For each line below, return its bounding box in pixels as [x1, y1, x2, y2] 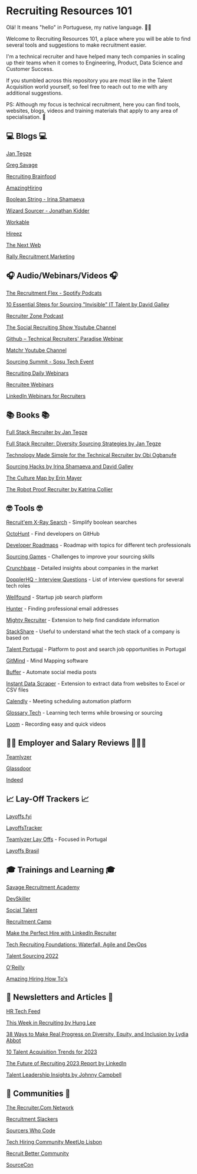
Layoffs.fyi [6, 813, 32, 820]
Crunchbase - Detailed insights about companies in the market [6, 565, 159, 572]
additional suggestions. [6, 89, 63, 96]
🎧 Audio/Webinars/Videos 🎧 [6, 270, 118, 281]
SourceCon [6, 1162, 34, 1169]
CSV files [6, 686, 29, 693]
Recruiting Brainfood [6, 172, 56, 180]
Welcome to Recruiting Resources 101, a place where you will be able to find [6, 35, 191, 42]
